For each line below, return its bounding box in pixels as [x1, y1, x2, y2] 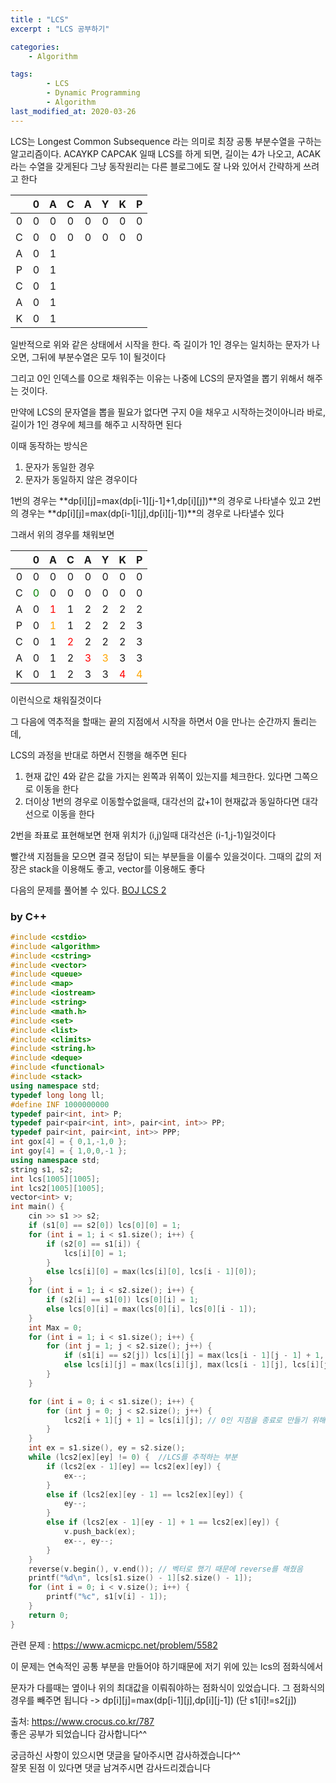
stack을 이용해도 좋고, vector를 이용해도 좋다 [28, 862, 206, 875]
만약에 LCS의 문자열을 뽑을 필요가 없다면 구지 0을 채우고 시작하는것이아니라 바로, [10, 406, 327, 418]
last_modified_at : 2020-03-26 [10, 106, 137, 116]
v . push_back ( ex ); [63, 1527, 137, 1537]
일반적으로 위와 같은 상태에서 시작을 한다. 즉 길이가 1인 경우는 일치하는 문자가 [10, 338, 310, 350]
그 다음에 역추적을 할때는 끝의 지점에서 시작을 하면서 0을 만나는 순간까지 [10, 715, 291, 727]
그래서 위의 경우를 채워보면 [10, 528, 115, 540]
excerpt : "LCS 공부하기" [10, 24, 110, 34]
